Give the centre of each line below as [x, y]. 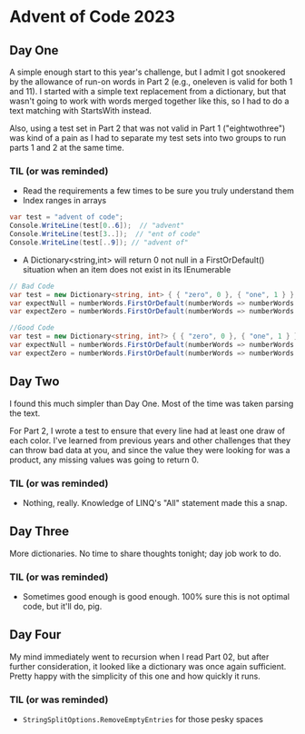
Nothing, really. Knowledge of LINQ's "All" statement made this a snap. [155, 502]
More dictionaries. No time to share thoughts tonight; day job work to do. [145, 553]
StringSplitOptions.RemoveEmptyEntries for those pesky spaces [143, 719]
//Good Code [32, 328]
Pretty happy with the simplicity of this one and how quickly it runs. [135, 676]
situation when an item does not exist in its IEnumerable [127, 269]
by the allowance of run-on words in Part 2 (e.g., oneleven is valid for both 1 [151, 82]
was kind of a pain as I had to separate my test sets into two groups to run [148, 138]
